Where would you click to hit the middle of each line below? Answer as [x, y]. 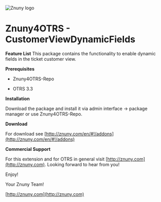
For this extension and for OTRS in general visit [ [56, 159]
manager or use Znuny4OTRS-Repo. [44, 114]
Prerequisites [20, 69]
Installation [17, 98]
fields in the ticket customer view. [41, 59]
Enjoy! [12, 174]
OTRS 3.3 [23, 88]
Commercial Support [28, 149]
